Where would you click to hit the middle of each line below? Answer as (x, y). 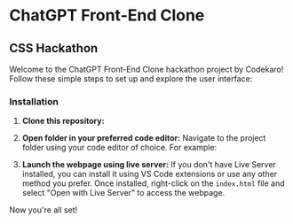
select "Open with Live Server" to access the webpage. (123, 193)
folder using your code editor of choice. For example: (119, 148)
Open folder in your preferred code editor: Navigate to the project (144, 138)
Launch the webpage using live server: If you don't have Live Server (149, 165)
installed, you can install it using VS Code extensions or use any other (150, 174)
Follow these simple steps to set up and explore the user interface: (131, 79)
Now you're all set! (44, 210)
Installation (34, 101)
